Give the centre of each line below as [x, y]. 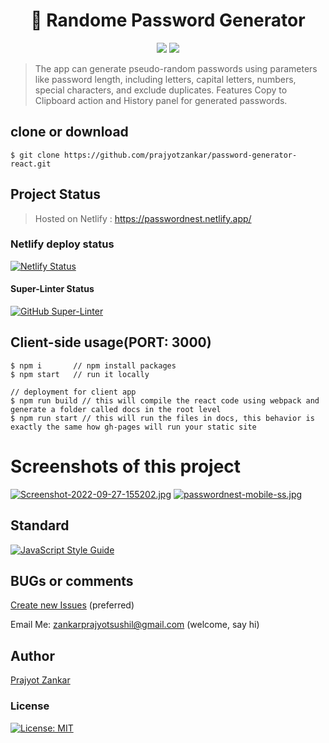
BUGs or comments [72, 581]
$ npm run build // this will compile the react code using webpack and [165, 400]
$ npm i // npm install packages [93, 365]
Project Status [56, 194]
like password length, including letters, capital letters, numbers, [165, 79]
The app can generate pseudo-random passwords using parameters [176, 68]
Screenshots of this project [126, 466]
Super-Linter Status [52, 289]
